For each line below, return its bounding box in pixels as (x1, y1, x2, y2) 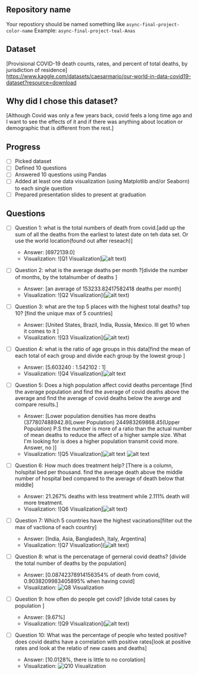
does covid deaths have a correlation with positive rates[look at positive (14, 638, 191, 645)
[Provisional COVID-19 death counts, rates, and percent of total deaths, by (6, 60, 188, 67)
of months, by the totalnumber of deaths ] (14, 273, 118, 280)
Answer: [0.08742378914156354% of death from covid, (23, 571, 161, 578)
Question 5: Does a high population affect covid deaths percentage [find (14, 381, 192, 389)
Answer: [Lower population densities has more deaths (23, 412, 156, 419)
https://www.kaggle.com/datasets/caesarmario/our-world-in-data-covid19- (6, 73, 191, 80)
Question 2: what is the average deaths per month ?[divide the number (14, 267, 188, 274)
